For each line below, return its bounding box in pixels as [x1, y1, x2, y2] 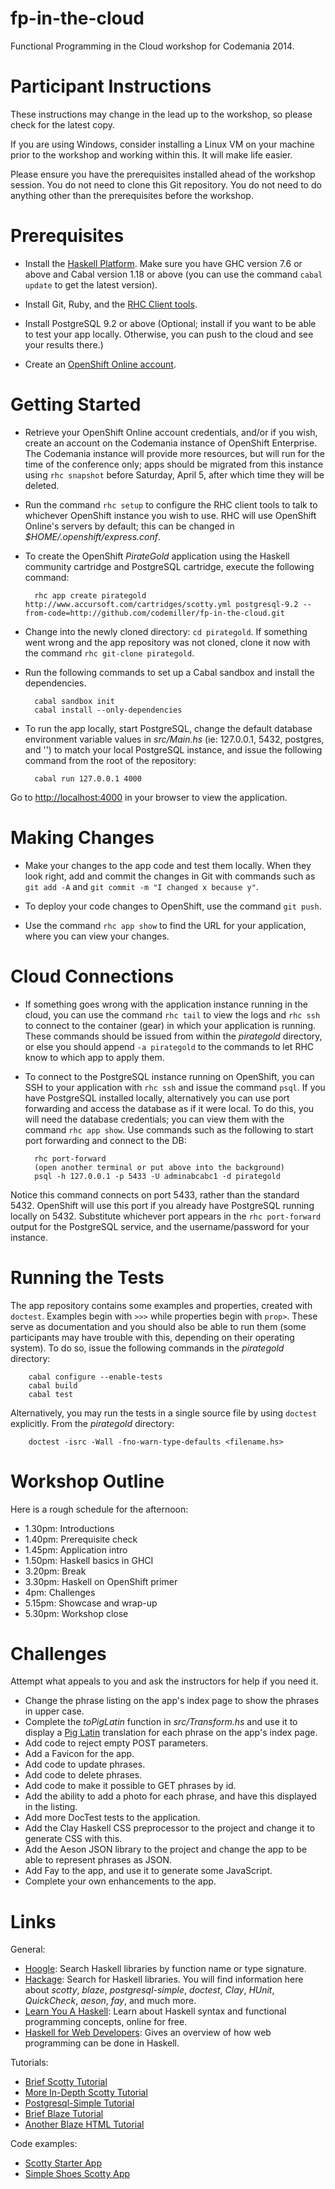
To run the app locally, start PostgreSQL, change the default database [24, 722, 313, 734]
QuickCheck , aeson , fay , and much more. [24, 1995, 197, 2007]
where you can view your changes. [24, 930, 170, 942]
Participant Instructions [10, 75, 212, 98]
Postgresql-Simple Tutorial [24, 2097, 135, 2109]
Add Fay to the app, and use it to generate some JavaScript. [24, 1865, 273, 1877]
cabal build [28, 1380, 78, 1391]
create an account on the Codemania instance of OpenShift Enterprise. [24, 437, 318, 449]
